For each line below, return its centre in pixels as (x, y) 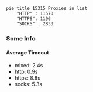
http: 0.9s (26, 72)
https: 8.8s (27, 78)
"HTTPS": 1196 (34, 19)
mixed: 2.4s (29, 66)
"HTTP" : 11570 (35, 13)
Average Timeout (27, 52)
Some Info (21, 38)
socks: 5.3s (28, 84)
